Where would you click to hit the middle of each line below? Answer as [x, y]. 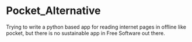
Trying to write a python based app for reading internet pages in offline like [96, 27]
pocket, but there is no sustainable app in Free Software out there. [85, 33]
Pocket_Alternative [53, 11]
